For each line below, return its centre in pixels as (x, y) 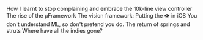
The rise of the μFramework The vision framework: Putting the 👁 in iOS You (102, 15)
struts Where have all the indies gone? (54, 31)
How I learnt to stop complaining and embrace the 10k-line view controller (99, 9)
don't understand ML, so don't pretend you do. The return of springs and (98, 24)
